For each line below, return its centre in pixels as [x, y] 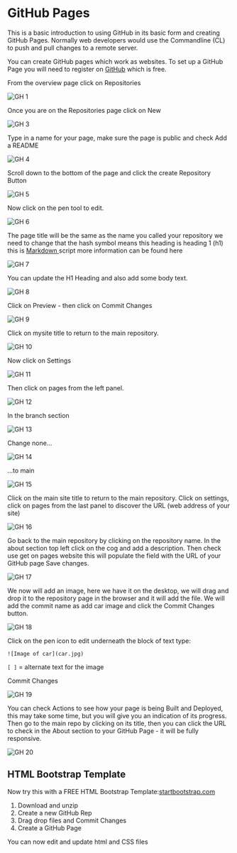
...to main [21, 470]
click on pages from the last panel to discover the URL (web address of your [119, 505]
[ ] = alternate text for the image [56, 667]
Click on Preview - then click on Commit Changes [80, 305]
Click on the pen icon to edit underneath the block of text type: [99, 641]
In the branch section [38, 415]
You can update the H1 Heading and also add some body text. [98, 277]
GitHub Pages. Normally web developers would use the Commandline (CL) [116, 40]
